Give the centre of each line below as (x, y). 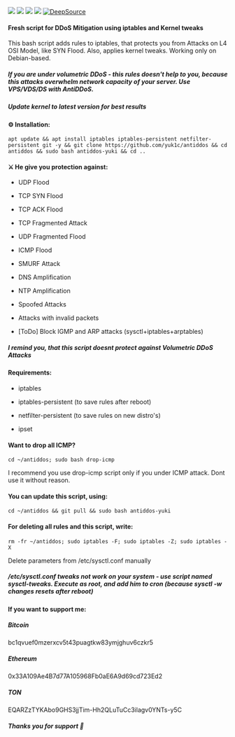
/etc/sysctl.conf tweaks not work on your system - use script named (110, 577)
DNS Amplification (44, 277)
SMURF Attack (39, 264)
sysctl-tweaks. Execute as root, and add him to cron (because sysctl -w (115, 584)
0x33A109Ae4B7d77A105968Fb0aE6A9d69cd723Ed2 (85, 676)
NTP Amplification (44, 291)
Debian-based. (29, 58)
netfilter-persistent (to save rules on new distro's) (90, 415)
